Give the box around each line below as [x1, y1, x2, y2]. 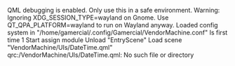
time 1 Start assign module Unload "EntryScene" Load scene [7, 36, 182, 44]
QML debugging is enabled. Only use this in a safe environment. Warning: [7, 6, 220, 14]
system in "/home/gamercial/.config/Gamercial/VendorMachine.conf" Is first [7, 28, 228, 37]
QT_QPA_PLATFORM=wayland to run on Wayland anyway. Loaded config [7, 21, 219, 29]
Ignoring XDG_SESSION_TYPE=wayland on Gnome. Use [7, 13, 169, 22]
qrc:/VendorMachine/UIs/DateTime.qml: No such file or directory [7, 51, 194, 59]
